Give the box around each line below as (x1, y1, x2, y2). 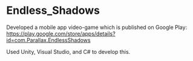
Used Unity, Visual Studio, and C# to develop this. (6, 48, 131, 55)
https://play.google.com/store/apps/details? (6, 30, 116, 37)
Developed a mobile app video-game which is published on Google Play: (6, 24, 188, 31)
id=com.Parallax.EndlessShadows (6, 36, 91, 43)
